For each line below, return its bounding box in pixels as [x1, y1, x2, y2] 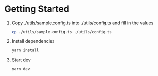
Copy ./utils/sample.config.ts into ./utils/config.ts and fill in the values [11, 20, 154, 26]
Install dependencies [11, 38, 55, 44]
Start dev [11, 57, 31, 63]
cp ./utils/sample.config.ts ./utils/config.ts [11, 29, 112, 34]
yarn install [11, 48, 39, 53]
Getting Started [4, 3, 70, 15]
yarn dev [11, 66, 30, 71]
